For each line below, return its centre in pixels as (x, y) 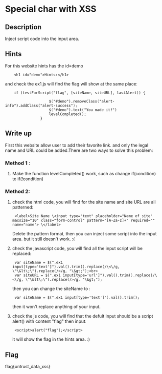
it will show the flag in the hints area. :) (51, 339)
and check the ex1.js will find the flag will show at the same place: (71, 83)
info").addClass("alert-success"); (41, 105)
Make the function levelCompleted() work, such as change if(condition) (84, 173)
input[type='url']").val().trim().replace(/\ (110, 275)
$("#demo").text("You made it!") (83, 110)
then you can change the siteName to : (51, 289)
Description (23, 27)
